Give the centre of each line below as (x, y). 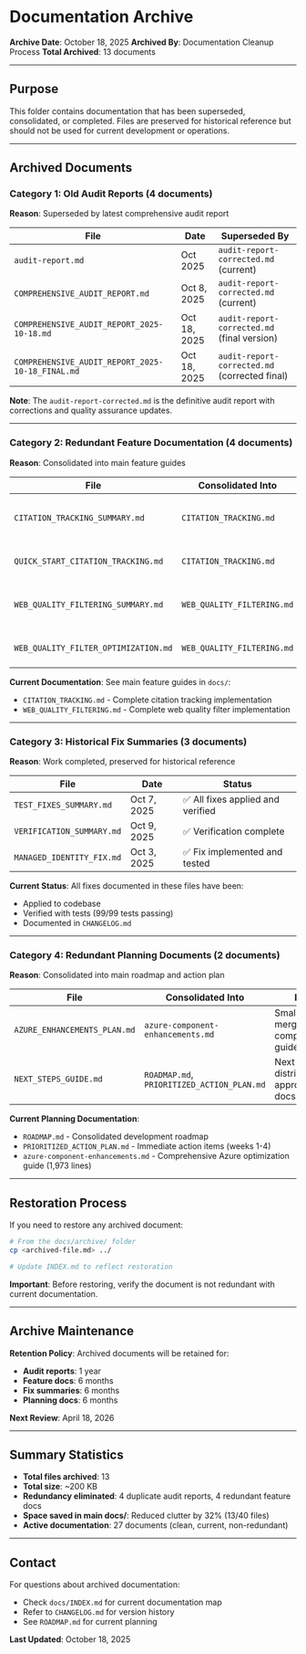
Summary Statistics (67, 1454)
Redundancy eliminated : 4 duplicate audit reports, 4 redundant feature (157, 1496)
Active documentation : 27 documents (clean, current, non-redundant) (155, 1525)
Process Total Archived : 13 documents (83, 51)
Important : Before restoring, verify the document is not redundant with (143, 1284)
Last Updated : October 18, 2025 (70, 1639)
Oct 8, (194, 288)
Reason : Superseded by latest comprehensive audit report (119, 214)
